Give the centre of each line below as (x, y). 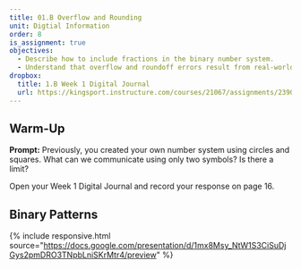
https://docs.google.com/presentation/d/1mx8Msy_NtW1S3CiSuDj (165, 246)
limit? (19, 169)
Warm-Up (37, 128)
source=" (27, 246)
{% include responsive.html (60, 236)
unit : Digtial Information (60, 26)
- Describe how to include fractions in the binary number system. (146, 59)
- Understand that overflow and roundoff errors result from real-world (156, 68)
